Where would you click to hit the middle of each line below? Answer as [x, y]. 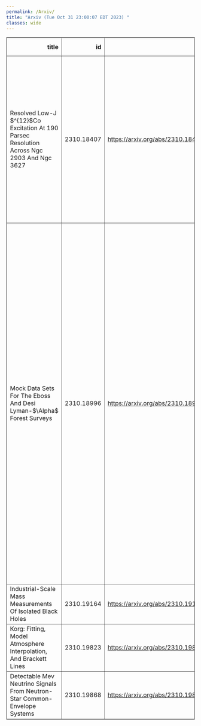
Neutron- [39, 691]
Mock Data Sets [32, 388]
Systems [22, 713]
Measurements [31, 604]
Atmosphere [27, 644]
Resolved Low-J [33, 113]
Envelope [23, 706]
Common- [38, 699]
